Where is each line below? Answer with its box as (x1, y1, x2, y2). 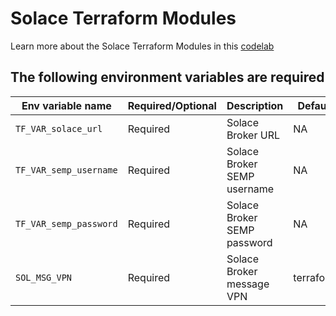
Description (226, 98, 284, 112)
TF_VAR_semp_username (15, 164, 118, 176)
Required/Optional (127, 98, 217, 112)
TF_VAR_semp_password (15, 218, 118, 229)
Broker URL (226, 128, 281, 142)
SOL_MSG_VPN (15, 272, 73, 283)
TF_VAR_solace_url (15, 123, 103, 134)
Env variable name (21, 98, 112, 112)
